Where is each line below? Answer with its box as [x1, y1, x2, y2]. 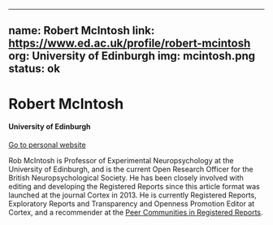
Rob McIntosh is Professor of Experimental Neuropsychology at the [8, 155, 234, 165]
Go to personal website [8, 140, 87, 149]
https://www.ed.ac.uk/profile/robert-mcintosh [8, 37, 251, 50]
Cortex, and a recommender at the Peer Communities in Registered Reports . [8, 207, 263, 217]
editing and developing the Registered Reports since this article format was [8, 181, 260, 191]
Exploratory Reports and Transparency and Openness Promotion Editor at [8, 198, 255, 208]
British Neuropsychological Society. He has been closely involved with [8, 172, 244, 183]
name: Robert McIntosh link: [8, 24, 155, 37]
